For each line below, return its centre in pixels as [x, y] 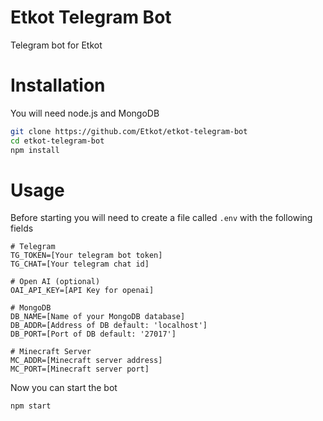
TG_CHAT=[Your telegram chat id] [80, 264]
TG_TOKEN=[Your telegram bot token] [86, 256]
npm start [31, 406]
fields [22, 228]
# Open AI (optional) [55, 282]
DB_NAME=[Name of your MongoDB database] [98, 317]
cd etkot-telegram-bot [57, 141]
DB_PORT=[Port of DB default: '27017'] [93, 334]
